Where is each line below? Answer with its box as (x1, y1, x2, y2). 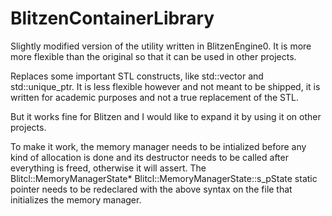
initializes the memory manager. (10, 193, 142, 206)
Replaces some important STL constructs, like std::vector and (10, 70, 264, 82)
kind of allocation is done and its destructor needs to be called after (10, 151, 289, 163)
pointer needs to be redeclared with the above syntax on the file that (10, 183, 293, 195)
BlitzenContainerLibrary (10, 7, 215, 30)
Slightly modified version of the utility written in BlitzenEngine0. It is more (10, 40, 312, 52)
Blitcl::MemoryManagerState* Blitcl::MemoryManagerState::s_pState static (10, 172, 318, 184)
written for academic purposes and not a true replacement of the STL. (10, 91, 300, 103)
